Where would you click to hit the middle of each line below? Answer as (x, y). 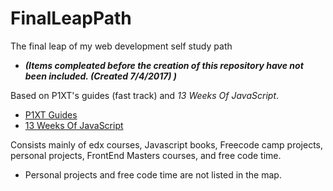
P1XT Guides (51, 114)
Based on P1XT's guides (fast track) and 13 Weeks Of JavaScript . (145, 95)
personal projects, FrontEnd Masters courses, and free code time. (146, 155)
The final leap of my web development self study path (121, 46)
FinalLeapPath (71, 18)
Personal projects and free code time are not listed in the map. (153, 174)
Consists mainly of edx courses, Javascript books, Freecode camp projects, (167, 144)
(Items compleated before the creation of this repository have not (164, 65)
